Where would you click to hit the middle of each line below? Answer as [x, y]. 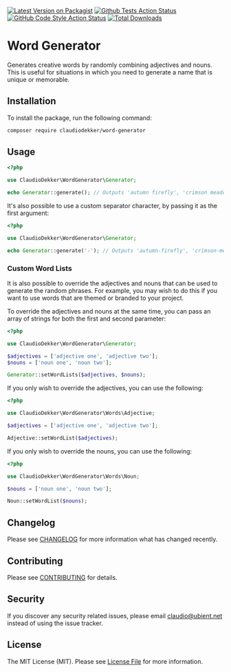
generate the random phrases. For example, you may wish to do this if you [112, 290]
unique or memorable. [38, 79]
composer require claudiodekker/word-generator [77, 130]
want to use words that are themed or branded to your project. [96, 298]
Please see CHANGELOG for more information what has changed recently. [112, 539]
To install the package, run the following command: [80, 118]
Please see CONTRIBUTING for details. [63, 577]
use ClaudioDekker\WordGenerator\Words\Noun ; [73, 476]
